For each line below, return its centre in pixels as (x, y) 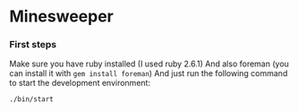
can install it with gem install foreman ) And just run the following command (149, 73)
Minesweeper (61, 17)
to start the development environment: (80, 83)
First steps (33, 45)
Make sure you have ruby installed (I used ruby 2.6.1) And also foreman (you (149, 64)
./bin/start (31, 99)
